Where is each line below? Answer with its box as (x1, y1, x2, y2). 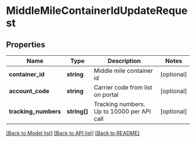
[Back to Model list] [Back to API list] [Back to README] (6, 130, 140, 136)
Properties (6, 40, 45, 49)
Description (107, 57, 141, 65)
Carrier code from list (93, 83, 153, 91)
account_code (9, 87, 50, 95)
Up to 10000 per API (93, 108, 151, 115)
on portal (93, 91, 118, 98)
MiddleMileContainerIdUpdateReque (6, 4, 188, 17)
